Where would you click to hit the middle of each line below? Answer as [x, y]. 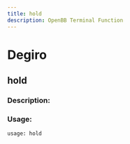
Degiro [27, 55]
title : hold [24, 14]
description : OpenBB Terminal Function [65, 20]
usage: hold [24, 134]
